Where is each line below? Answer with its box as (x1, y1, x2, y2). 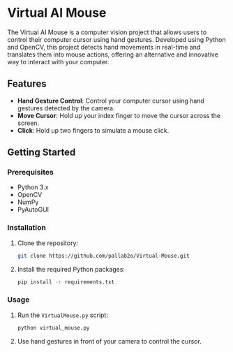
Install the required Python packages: (17, 265, 126, 273)
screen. (17, 119, 40, 127)
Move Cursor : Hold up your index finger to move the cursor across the (17, 111, 221, 119)
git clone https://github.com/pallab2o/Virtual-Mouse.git (17, 252, 190, 259)
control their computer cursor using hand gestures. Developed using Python (7, 35, 226, 43)
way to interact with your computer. (7, 57, 110, 66)
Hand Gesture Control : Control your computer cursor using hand (17, 96, 204, 105)
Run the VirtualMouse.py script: (17, 311, 108, 319)
